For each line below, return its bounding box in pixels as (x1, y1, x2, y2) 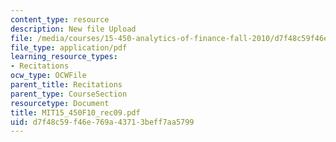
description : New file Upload (10, 24, 137, 34)
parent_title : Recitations (10, 80, 123, 90)
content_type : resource (10, 14, 110, 25)
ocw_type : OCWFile (10, 71, 87, 81)
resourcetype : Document (10, 98, 110, 108)
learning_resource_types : (10, 52, 118, 62)
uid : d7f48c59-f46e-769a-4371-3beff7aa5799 (10, 117, 195, 127)
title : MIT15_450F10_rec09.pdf (10, 107, 141, 118)
